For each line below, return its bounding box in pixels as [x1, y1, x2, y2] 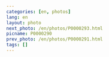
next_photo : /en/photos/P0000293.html [6, 25, 103, 31]
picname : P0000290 [6, 31, 52, 37]
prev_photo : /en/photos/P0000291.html [6, 36, 103, 42]
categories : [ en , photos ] [6, 8, 71, 15]
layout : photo [6, 20, 42, 26]
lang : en [6, 14, 28, 20]
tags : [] [6, 42, 28, 48]
